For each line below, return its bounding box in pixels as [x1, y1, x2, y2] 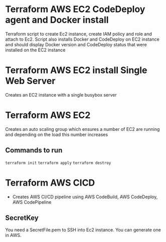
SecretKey [5, 213, 39, 222]
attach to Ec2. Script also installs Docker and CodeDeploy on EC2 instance [5, 36, 159, 42]
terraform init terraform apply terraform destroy [5, 160, 111, 166]
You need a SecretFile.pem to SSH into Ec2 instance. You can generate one [5, 227, 161, 233]
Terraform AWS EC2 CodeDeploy [5, 4, 145, 15]
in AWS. [5, 232, 22, 238]
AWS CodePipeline [12, 199, 52, 205]
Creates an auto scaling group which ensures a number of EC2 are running [5, 126, 160, 132]
